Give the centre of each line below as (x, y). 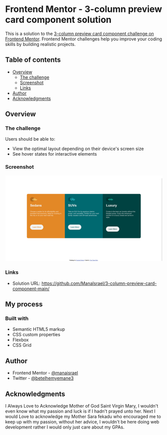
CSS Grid (22, 345)
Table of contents (33, 60)
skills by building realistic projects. (40, 44)
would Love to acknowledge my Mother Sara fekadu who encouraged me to (83, 416)
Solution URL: (26, 283)
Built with (17, 318)
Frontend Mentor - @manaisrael (45, 373)
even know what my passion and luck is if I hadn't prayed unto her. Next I (80, 411)
